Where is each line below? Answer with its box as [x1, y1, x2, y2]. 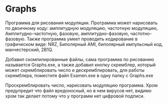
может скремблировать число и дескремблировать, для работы [5, 67, 145, 73]
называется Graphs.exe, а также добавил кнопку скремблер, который [5, 62, 156, 68]
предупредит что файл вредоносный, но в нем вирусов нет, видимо [5, 87, 152, 93]
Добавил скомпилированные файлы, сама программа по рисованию [5, 56, 154, 62]
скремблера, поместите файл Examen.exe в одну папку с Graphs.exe [5, 72, 153, 78]
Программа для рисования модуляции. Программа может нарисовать [5, 20, 158, 26]
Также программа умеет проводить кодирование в [27, 36, 138, 42]
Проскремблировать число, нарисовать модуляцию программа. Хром [5, 82, 158, 88]
